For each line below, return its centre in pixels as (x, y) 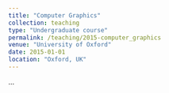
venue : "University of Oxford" (60, 45)
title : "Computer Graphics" (55, 15)
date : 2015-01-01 (37, 52)
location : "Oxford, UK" (48, 60)
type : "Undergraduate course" (58, 30)
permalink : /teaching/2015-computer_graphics (84, 37)
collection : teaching (44, 23)
